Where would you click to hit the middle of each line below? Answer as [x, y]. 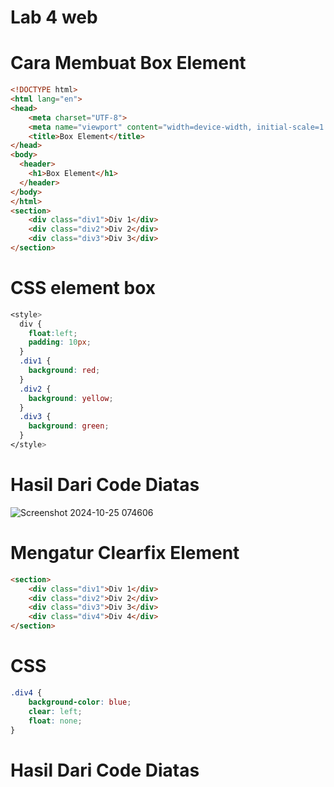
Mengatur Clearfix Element [125, 553]
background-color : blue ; [80, 702]
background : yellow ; [71, 398]
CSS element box [83, 288]
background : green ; [69, 426]
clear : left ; [55, 711]
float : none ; [55, 721]
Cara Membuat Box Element [128, 63]
